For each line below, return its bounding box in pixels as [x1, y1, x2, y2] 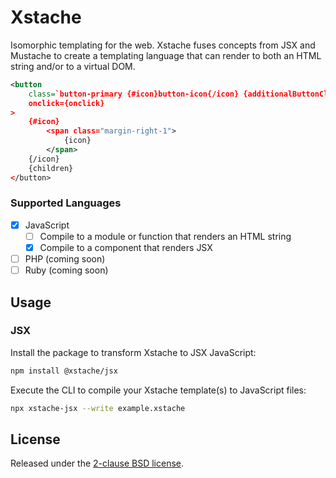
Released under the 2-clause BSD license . [10, 457, 185, 470]
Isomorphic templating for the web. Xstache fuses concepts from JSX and [10, 39, 316, 51]
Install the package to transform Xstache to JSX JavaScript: [10, 346, 257, 358]
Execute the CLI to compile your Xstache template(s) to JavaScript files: [10, 384, 307, 396]
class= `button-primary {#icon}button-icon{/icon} [28, 89, 240, 99]
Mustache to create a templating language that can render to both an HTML [10, 49, 322, 61]
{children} [28, 163, 74, 173]
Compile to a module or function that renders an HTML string [39, 230, 292, 242]
